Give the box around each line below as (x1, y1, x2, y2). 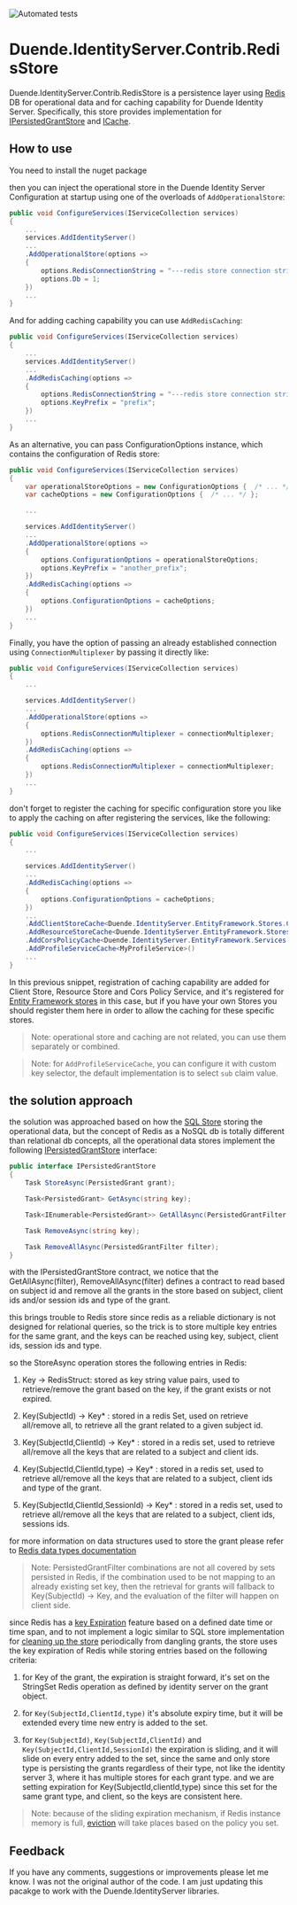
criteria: (9, 1655, 38, 1666)
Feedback (9, 1843, 65, 1858)
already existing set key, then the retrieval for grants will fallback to (30, 1582, 276, 1592)
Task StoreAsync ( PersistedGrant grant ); (25, 1178, 176, 1187)
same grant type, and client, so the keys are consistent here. (21, 1791, 243, 1802)
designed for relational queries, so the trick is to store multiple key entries (9, 1321, 278, 1333)
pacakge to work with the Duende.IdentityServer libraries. (9, 1886, 220, 1896)
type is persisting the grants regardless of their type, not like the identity (21, 1763, 286, 1774)
